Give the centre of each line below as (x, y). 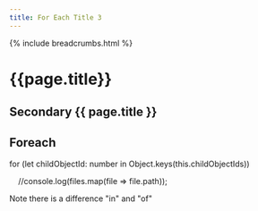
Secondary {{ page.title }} (83, 112)
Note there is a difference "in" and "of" (81, 198)
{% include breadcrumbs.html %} (71, 43)
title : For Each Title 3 (56, 17)
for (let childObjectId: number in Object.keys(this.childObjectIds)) (129, 164)
